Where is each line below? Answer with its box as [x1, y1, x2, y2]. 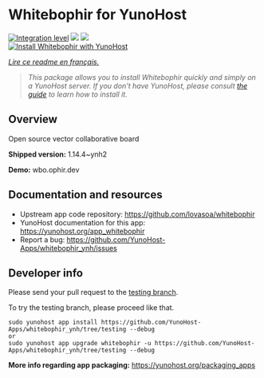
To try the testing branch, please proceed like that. [8, 303, 175, 312]
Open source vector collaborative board [8, 133, 140, 143]
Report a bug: [19, 234, 65, 245]
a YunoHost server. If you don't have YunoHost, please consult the [27, 81, 248, 90]
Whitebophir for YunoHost [8, 6, 187, 24]
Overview [8, 113, 58, 126]
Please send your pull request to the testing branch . [8, 288, 179, 297]
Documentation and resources [8, 188, 163, 201]
